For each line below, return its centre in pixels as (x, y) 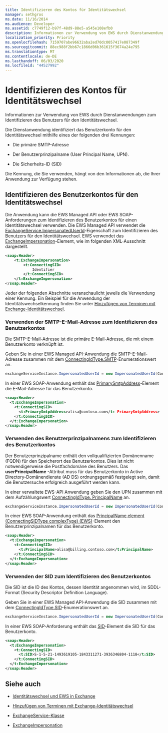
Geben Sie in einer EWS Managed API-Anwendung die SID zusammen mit (81, 602)
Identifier (43, 270)
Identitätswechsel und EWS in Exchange (54, 696)
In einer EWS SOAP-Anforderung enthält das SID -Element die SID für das (80, 626)
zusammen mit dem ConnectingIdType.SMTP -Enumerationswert (90, 359)
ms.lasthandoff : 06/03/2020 (34, 61)
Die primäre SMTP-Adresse (40, 145)
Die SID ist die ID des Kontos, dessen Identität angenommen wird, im (76, 587)
